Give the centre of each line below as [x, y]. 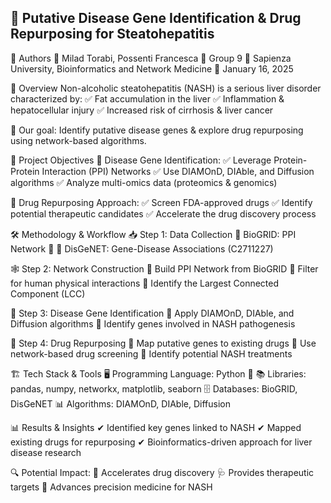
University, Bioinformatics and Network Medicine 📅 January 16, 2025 [152, 68]
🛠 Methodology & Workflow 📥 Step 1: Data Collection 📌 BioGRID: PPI [153, 234]
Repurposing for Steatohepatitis [112, 34]
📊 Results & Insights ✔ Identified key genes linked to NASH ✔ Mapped [156, 427]
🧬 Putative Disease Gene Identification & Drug [156, 18]
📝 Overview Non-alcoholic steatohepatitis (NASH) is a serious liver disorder [166, 88]
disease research [46, 452]
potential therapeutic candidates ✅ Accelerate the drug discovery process [163, 213]
